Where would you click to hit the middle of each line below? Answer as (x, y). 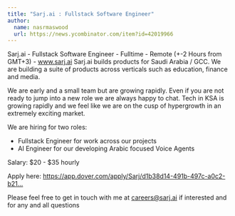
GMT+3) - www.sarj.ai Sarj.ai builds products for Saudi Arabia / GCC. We (114, 62)
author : (19, 21)
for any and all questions (43, 205)
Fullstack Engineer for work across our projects (87, 141)
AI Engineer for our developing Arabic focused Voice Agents (106, 149)
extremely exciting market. (46, 113)
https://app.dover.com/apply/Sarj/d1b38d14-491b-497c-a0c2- (134, 176)
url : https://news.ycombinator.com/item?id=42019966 (94, 34)
